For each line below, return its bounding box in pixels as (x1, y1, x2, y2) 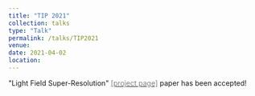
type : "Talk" (8, 26, 52, 34)
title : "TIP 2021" (8, 11, 70, 20)
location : (8, 57, 42, 65)
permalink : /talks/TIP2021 (8, 34, 99, 42)
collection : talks (8, 19, 70, 27)
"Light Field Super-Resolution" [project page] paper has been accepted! (8, 78, 247, 88)
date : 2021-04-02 (8, 49, 67, 57)
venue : (8, 42, 31, 50)
